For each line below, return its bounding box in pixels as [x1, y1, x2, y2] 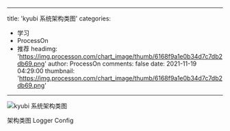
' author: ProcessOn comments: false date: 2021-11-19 [44, 59, 197, 68]
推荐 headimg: [16, 45, 58, 53]
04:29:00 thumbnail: [16, 67, 75, 75]
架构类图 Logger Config [7, 117, 74, 124]
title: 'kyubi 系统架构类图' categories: [7, 14, 112, 23]
